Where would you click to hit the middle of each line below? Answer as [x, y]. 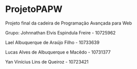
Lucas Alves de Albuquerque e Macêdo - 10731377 [58, 52]
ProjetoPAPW [34, 9]
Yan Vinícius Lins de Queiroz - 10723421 [47, 61]
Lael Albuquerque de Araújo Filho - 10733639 [52, 42]
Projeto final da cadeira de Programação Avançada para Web [68, 23]
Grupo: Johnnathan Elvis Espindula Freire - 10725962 [60, 32]
